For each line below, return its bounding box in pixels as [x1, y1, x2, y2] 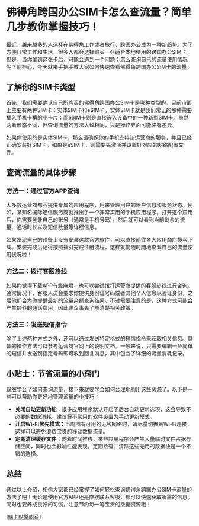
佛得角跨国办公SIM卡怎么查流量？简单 [6, 5, 192, 19]
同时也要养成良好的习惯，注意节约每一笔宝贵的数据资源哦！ [6, 501, 152, 508]
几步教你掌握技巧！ [6, 20, 100, 34]
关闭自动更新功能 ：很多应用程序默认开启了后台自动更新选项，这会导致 [14, 405, 187, 412]
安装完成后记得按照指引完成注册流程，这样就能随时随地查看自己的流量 [16, 243, 188, 251]
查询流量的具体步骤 [6, 168, 76, 178]
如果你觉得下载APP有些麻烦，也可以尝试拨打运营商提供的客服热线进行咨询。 [6, 282, 193, 289]
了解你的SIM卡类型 [6, 82, 76, 92]
